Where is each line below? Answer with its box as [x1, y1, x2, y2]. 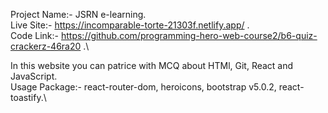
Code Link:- [10, 30, 60, 41]
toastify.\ [10, 92, 47, 103]
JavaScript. [10, 70, 58, 82]
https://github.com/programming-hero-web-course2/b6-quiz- [60, 30, 318, 41]
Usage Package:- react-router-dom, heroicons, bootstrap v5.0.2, [10, 81, 277, 93]
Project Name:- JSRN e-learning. [10, 9, 147, 20]
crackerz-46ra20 [10, 40, 82, 52]
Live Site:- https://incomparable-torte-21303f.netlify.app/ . [10, 19, 250, 31]
